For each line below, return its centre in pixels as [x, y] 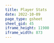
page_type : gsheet [24, 19]
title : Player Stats [26, 10]
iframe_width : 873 [24, 33]
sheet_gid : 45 [20, 23]
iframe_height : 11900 [27, 28]
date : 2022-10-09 [23, 14]
